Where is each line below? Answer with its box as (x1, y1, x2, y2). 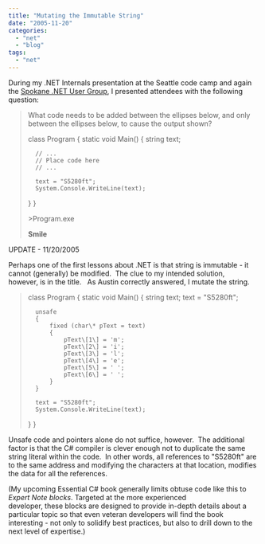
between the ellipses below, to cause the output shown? (27, 119, 212, 128)
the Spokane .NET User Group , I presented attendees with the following (8, 86, 244, 96)
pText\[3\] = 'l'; (63, 350, 125, 358)
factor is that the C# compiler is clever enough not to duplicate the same (8, 443, 246, 452)
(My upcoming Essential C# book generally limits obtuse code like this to (8, 483, 247, 494)
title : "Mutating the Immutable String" (8, 11, 145, 20)
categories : (8, 26, 48, 34)
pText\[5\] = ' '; (63, 363, 125, 371)
